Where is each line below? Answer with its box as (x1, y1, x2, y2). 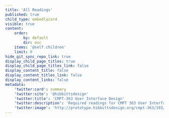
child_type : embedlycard (5, 17, 57, 22)
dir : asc (23, 40, 42, 45)
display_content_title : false (5, 68, 69, 73)
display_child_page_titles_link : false (5, 63, 89, 68)
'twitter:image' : (14, 105, 51, 110)
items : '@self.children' (14, 45, 66, 50)
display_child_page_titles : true (5, 59, 75, 64)
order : (14, 31, 28, 36)
